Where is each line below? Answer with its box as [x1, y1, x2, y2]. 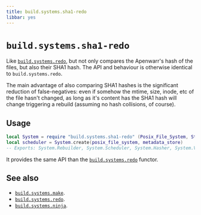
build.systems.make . [14, 189, 65, 196]
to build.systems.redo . [6, 70, 63, 78]
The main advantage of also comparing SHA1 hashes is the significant [6, 82, 178, 89]
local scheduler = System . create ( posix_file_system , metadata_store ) [6, 140, 184, 146]
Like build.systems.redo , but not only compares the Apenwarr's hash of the [6, 57, 193, 64]
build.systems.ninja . [14, 201, 68, 209]
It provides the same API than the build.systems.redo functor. [6, 156, 159, 163]
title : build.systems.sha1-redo [6, 8, 87, 15]
